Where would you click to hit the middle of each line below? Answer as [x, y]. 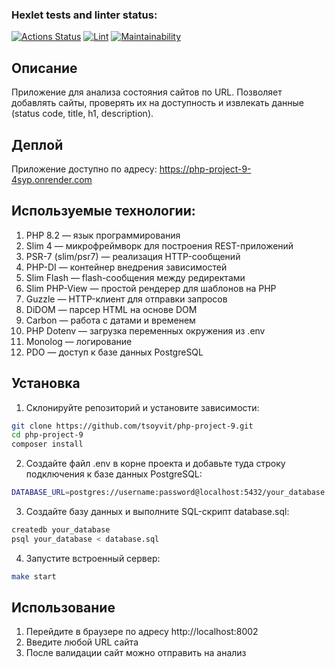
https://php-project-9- [205, 169]
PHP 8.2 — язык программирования [103, 235]
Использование [63, 608]
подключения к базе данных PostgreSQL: [114, 474]
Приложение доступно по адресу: [84, 169]
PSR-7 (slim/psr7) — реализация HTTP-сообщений [133, 256]
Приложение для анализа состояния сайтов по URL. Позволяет [147, 92]
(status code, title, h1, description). [82, 114]
